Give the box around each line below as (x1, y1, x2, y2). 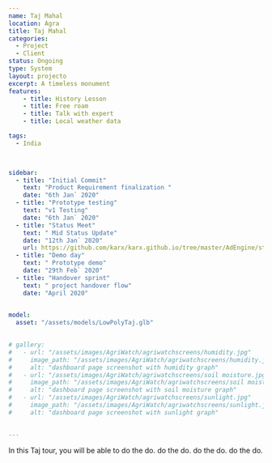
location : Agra (8, 19, 60, 28)
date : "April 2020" (23, 289, 89, 297)
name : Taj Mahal (8, 11, 63, 20)
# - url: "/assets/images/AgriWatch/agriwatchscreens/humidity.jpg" (8, 348, 252, 356)
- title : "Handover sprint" (15, 274, 111, 282)
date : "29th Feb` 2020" (23, 266, 104, 274)
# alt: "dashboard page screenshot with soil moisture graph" (8, 386, 237, 394)
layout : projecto (8, 72, 67, 80)
